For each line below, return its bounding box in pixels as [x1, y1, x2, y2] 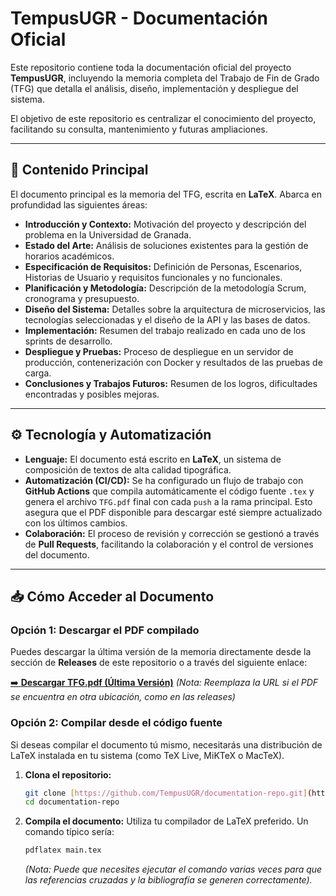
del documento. [24, 548, 90, 561]
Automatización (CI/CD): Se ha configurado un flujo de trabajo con [24, 474, 304, 486]
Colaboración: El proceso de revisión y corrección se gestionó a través [24, 527, 320, 539]
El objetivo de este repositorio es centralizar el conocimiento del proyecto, [10, 112, 317, 124]
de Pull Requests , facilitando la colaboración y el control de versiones [24, 538, 314, 550]
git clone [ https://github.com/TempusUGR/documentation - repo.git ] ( [24, 788, 313, 798]
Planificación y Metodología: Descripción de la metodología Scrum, [24, 282, 307, 294]
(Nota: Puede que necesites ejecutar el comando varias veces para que [24, 863, 323, 876]
